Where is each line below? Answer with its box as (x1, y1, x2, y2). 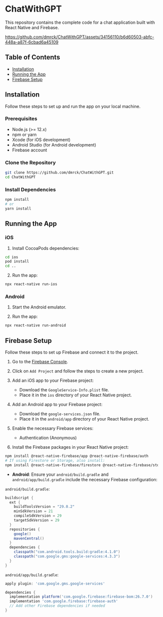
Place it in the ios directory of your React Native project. (19, 392, 132, 398)
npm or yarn (12, 131, 37, 137)
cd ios (5, 255, 18, 260)
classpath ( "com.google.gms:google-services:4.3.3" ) (14, 554, 120, 559)
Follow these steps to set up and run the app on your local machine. (5, 103, 141, 109)
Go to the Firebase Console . (12, 359, 68, 364)
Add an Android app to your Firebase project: (12, 402, 103, 407)
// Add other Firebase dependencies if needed (9, 603, 105, 608)
